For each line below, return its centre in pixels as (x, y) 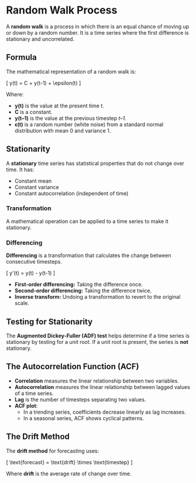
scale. (22, 303)
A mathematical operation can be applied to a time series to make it (87, 221)
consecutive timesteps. (34, 262)
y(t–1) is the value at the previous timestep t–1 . (71, 118)
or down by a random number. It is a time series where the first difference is (97, 32)
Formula (21, 57)
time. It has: (20, 169)
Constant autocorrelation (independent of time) (71, 193)
